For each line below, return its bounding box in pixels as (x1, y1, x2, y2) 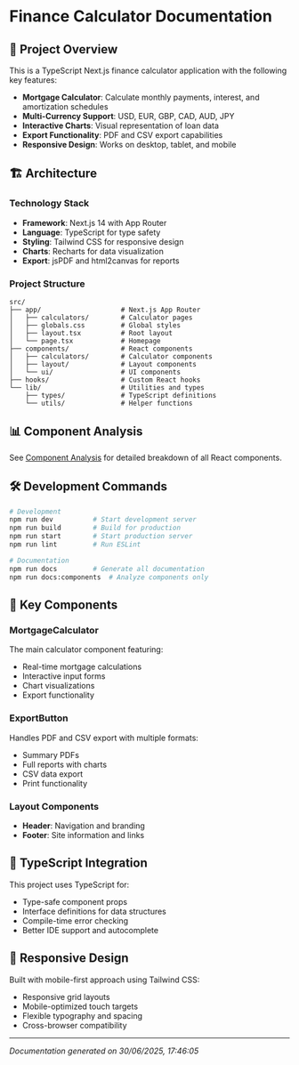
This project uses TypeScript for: (9, 879, 130, 890)
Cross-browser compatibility (21, 1020, 127, 1030)
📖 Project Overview (9, 42, 118, 57)
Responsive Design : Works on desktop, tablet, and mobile (21, 140, 237, 149)
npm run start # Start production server (9, 532, 193, 541)
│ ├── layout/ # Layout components (9, 359, 198, 368)
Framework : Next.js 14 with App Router (21, 217, 167, 228)
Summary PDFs (21, 749, 80, 760)
